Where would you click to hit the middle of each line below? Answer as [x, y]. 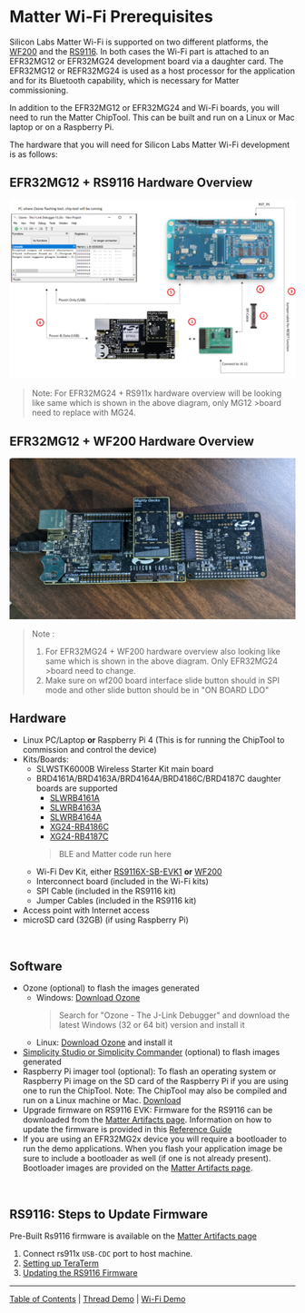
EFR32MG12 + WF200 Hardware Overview [132, 441]
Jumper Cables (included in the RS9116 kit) [116, 901]
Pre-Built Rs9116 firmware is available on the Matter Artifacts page [133, 1236]
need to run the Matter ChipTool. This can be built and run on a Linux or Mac [152, 117]
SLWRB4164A [76, 817]
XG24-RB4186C [79, 827]
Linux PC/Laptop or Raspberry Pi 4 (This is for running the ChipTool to [153, 740]
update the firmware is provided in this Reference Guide [127, 1130]
